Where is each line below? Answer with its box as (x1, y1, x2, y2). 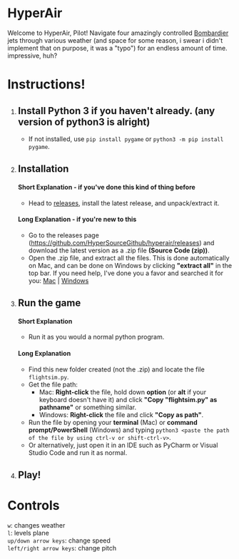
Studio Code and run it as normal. (28, 448, 128, 457)
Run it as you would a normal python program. (28, 333, 165, 342)
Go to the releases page (28, 230, 100, 240)
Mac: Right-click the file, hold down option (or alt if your (39, 387, 207, 396)
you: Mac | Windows (28, 276, 89, 284)
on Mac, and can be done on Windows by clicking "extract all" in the (28, 261, 233, 270)
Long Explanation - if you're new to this (17, 215, 137, 224)
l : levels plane (7, 528, 50, 537)
